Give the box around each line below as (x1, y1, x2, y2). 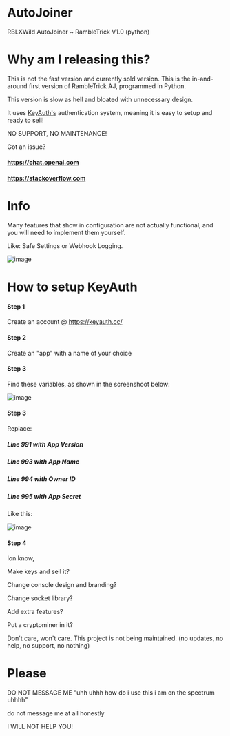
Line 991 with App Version (7, 440, 84, 449)
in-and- (191, 74, 213, 83)
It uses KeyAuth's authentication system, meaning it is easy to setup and (7, 108, 213, 116)
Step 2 (7, 333, 26, 342)
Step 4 (7, 539, 27, 547)
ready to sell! (7, 116, 44, 124)
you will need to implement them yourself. (7, 229, 126, 236)
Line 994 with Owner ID (7, 475, 76, 483)
